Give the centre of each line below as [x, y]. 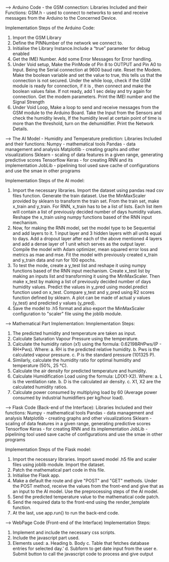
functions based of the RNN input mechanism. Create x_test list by [81, 271]
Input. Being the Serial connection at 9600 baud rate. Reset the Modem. [87, 70]
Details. [20, 129]
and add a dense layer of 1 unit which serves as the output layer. [79, 244]
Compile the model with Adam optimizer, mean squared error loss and [85, 249]
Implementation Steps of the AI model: [45, 181]
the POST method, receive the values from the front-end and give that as [88, 486]
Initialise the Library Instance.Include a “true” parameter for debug [81, 48]
